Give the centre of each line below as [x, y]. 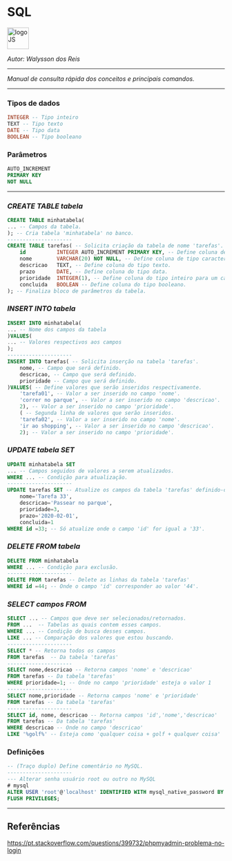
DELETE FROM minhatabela [43, 561]
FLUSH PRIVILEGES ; [33, 798]
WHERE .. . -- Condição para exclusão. [63, 567]
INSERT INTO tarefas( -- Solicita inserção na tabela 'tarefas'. [103, 362]
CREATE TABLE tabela [45, 206]
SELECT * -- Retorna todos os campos [61, 651]
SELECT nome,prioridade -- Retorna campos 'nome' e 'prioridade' [103, 696]
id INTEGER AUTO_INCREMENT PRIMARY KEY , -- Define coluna [118, 252]
